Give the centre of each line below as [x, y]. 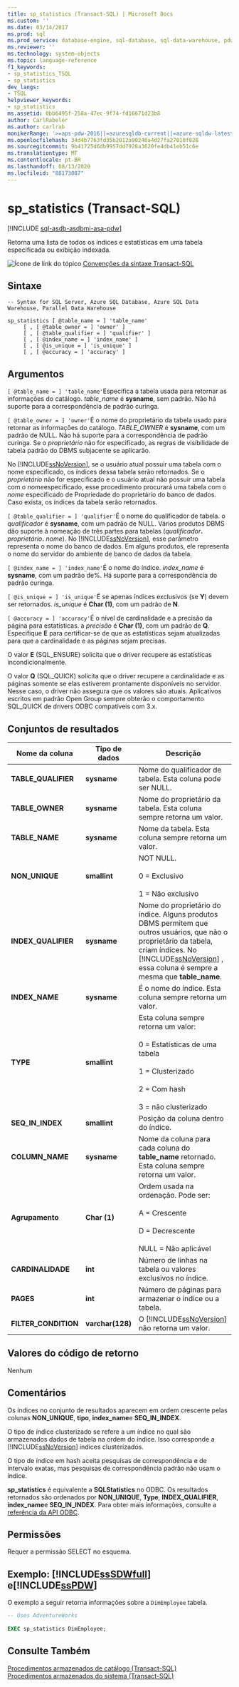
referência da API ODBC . [43, 1512]
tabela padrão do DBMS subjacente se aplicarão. [79, 451]
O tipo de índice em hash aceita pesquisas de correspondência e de [107, 1460]
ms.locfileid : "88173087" [46, 173]
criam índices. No [168, 950]
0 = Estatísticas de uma [177, 1044]
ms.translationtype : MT [43, 153]
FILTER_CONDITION [45, 1324]
